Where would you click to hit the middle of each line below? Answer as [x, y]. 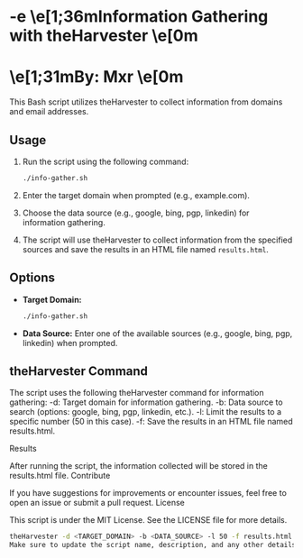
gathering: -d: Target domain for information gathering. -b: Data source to [146, 402]
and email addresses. [49, 112]
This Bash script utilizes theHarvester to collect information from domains [146, 102]
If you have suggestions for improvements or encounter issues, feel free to [148, 493]
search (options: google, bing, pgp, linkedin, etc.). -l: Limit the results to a [146, 412]
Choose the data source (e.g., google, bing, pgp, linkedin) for [136, 213]
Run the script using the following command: [106, 161]
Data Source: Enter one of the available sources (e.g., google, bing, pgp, [157, 333]
